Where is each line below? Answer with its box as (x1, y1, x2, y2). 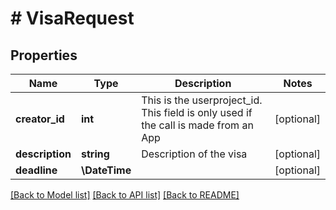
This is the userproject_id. (141, 93, 263, 107)
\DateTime (80, 163, 132, 177)
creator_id (15, 112, 65, 126)
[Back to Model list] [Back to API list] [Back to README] (10, 189, 240, 201)
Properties (10, 47, 78, 64)
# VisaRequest (10, 7, 135, 30)
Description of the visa (141, 147, 248, 161)
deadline (15, 163, 58, 177)
